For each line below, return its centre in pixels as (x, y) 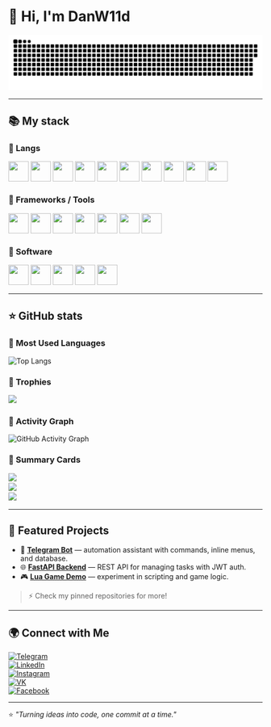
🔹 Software (30, 251)
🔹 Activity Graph (41, 421)
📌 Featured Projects (59, 530)
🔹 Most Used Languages (57, 343)
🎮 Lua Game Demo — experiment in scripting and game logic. (124, 577)
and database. (44, 559)
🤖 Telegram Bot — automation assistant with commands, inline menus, (138, 550)
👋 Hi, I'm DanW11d (69, 17)
